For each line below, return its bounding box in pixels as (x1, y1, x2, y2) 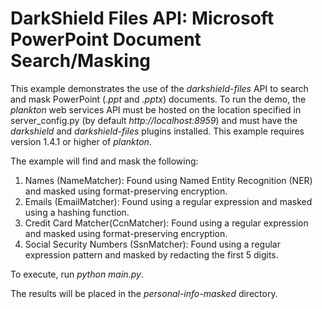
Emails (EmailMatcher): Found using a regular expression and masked (24, 195, 313, 207)
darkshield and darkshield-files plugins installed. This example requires (10, 125, 305, 137)
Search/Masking (10, 50, 152, 72)
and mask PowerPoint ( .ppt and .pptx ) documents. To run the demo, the (10, 93, 307, 105)
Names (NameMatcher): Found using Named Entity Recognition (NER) (24, 174, 313, 186)
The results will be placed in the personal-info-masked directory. (10, 287, 278, 299)
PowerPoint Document (10, 28, 202, 51)
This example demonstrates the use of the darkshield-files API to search (10, 82, 309, 94)
